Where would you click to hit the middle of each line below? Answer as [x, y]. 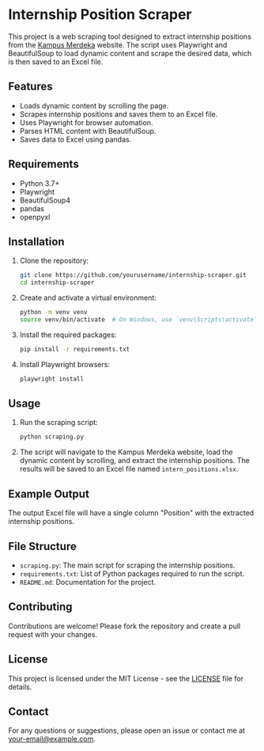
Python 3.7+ [40, 183]
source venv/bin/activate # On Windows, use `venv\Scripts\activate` [138, 320]
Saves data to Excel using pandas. [75, 139]
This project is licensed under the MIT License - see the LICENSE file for [126, 678]
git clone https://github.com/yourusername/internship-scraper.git [133, 275]
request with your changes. [53, 634]
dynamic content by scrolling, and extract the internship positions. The [135, 461]
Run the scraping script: [58, 423]
